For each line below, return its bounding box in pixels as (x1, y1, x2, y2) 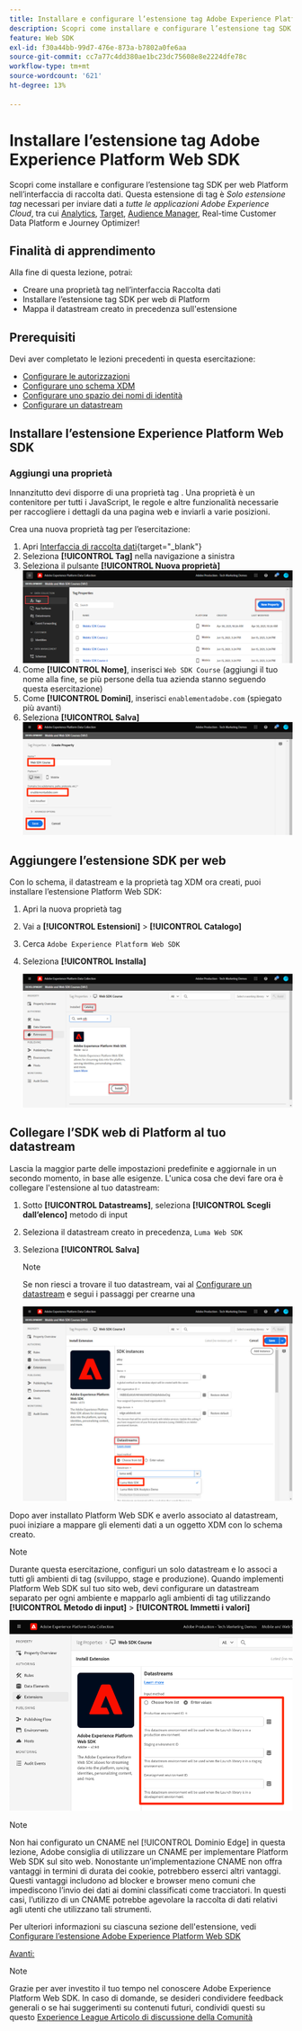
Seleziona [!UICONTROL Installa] (22, 956, 147, 967)
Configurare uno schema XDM (22, 380, 136, 391)
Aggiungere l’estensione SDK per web (9, 852, 226, 868)
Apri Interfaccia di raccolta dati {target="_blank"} (22, 540, 202, 552)
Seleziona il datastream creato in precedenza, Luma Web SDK (22, 1226, 243, 1237)
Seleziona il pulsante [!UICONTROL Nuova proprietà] (22, 560, 220, 571)
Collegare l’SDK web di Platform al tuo (9, 1125, 226, 1141)
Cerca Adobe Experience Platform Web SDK (22, 939, 181, 949)
